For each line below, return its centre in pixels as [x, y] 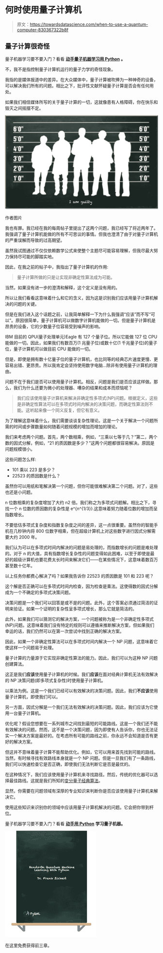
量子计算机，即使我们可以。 [33, 697]
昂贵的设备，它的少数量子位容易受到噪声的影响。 [54, 326]
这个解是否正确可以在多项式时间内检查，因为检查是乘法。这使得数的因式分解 [81, 586]
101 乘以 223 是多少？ [34, 470]
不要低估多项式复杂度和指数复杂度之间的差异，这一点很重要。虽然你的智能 [79, 525]
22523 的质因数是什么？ [36, 476]
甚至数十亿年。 [20, 565]
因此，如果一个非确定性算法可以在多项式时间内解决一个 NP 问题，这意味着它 [81, 641]
